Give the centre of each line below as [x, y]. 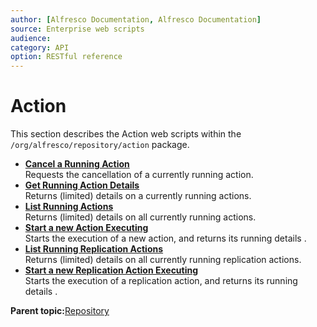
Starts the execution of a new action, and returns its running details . [165, 238]
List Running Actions [69, 207]
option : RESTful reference [66, 57]
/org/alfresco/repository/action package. [100, 145]
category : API [40, 47]
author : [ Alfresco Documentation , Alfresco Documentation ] [136, 19]
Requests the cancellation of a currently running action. [139, 175]
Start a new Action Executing [86, 228]
